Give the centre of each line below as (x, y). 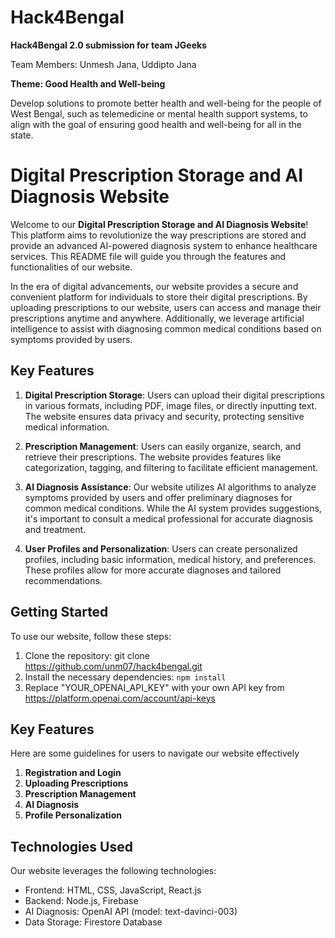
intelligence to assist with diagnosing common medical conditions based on (166, 328)
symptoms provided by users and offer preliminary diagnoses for (158, 497)
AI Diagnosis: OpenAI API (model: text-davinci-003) (131, 912)
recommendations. (63, 580)
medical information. (67, 427)
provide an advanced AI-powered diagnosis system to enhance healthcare (164, 245)
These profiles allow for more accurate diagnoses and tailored (153, 570)
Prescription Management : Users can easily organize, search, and (163, 446)
